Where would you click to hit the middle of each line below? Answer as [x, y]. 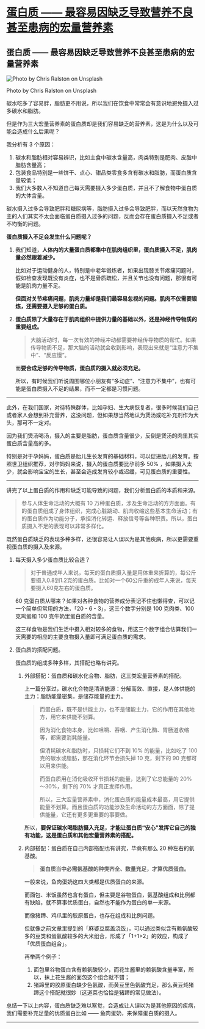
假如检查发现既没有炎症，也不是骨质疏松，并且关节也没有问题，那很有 [103, 278]
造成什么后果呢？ [38, 131]
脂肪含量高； [31, 165]
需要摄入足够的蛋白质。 [61, 306]
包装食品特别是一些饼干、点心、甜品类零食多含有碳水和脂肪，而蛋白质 [103, 173]
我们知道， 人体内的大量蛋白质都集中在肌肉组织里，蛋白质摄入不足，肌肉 [106, 250]
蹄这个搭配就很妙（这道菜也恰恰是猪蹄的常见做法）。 [99, 992]
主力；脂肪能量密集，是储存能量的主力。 [75, 696]
